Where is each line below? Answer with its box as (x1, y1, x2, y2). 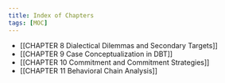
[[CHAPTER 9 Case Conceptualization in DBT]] (19, 49, 173, 58)
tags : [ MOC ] (8, 19, 48, 27)
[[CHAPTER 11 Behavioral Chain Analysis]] (19, 66, 157, 75)
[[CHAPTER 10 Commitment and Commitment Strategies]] (19, 57, 210, 67)
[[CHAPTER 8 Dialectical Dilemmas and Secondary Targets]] (19, 40, 219, 50)
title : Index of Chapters (8, 11, 94, 20)
